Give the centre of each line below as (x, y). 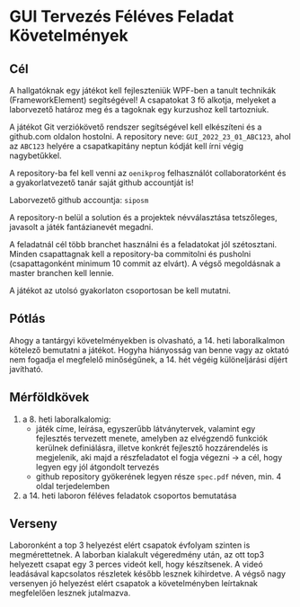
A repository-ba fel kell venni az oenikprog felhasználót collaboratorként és (148, 173)
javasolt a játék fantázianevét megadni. (82, 227)
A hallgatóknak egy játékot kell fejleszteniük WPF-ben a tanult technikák (143, 90)
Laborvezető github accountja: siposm (79, 200)
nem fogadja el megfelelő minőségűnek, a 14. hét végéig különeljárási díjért (149, 359)
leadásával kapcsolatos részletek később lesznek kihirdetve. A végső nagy (147, 574)
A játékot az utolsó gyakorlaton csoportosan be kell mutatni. (120, 290)
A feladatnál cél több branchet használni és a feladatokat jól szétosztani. (143, 244)
